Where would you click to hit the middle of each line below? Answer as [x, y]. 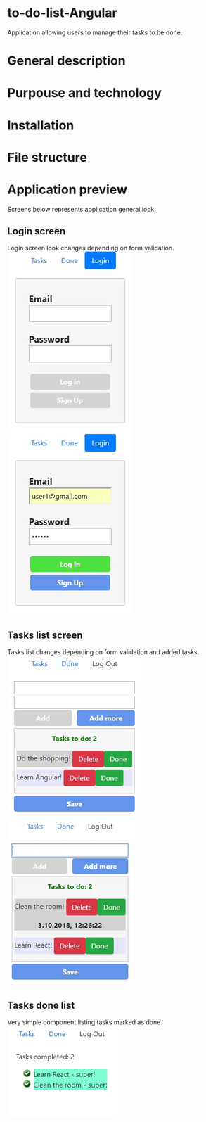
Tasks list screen [45, 635]
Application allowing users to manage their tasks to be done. [95, 32]
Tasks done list [41, 1005]
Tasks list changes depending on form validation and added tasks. [103, 652]
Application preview [67, 190]
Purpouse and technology [84, 93]
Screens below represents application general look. [82, 209]
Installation [41, 125]
